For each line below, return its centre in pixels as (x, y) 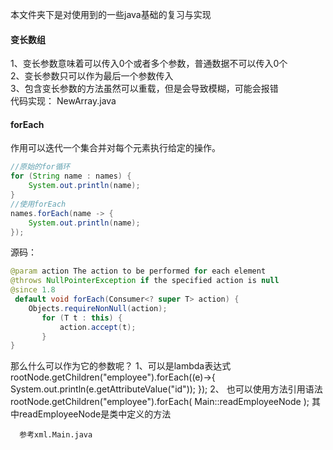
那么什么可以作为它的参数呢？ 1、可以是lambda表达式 (121, 366)
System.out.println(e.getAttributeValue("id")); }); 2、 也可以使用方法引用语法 (166, 389)
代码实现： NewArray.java (63, 101)
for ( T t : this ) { (82, 318)
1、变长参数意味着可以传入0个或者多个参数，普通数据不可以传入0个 (149, 64)
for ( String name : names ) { (71, 176)
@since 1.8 (33, 290)
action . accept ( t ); (98, 327)
